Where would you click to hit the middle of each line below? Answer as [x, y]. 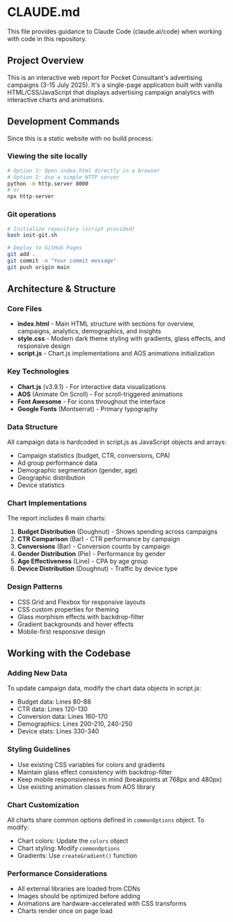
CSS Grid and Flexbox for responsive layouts [81, 602]
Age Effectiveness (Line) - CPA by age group [82, 562]
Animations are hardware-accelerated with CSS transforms [102, 904]
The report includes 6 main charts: [57, 518]
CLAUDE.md [44, 12]
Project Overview [46, 61]
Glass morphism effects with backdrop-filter [81, 617]
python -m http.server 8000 [48, 184]
